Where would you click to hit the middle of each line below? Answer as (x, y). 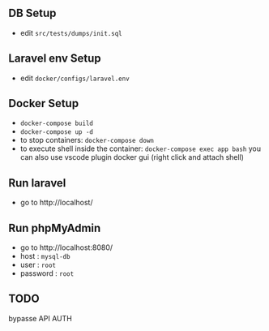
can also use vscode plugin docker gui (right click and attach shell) (132, 157)
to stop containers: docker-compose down (87, 140)
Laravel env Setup (55, 59)
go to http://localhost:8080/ (66, 247)
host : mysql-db (45, 256)
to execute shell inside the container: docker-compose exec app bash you (141, 148)
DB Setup (32, 13)
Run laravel (37, 183)
